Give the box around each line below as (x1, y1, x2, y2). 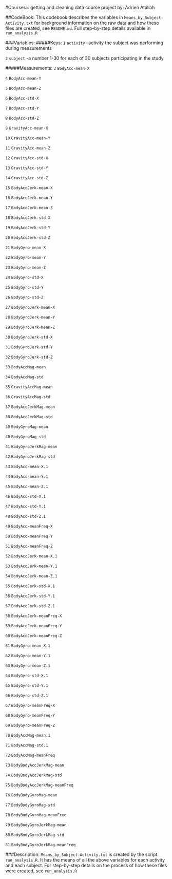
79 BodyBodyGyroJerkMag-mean (5, 822, 67, 828)
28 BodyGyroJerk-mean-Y (5, 315, 55, 320)
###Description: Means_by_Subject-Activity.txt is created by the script (5, 851, 158, 857)
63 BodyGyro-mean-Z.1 (5, 663, 50, 668)
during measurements (5, 45, 52, 51)
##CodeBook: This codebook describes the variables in (5, 14, 123, 20)
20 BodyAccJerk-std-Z (5, 235, 50, 240)
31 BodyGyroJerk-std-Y (5, 345, 53, 350)
